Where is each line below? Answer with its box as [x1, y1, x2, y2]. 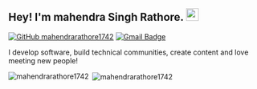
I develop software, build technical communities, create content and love [8, 47, 249, 57]
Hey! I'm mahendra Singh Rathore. [8, 10, 184, 24]
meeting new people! [8, 55, 79, 65]
